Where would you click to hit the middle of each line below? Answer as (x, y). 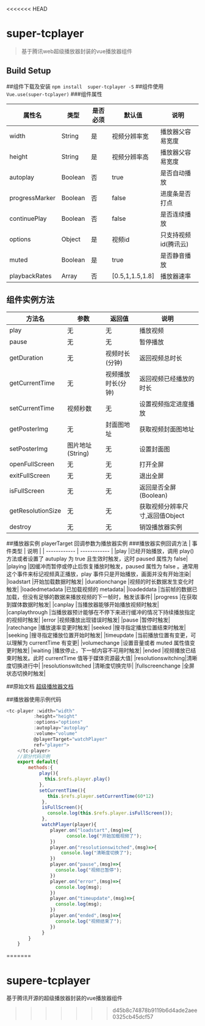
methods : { (41, 768)
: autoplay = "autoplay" (61, 728)
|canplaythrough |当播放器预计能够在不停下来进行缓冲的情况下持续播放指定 (101, 612)
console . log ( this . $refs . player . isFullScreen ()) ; (110, 813)
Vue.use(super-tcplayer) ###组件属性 (54, 94)
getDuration (27, 357)
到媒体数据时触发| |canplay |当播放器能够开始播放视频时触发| (83, 604)
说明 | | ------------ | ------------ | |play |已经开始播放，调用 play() (110, 551)
